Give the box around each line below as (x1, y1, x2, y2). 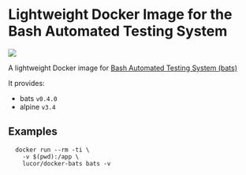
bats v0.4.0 (19, 93, 58, 103)
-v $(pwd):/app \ (22, 152, 80, 161)
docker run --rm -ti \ (15, 146, 90, 154)
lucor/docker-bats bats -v (22, 159, 111, 167)
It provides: (8, 78, 45, 87)
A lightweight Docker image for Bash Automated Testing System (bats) (8, 63, 238, 73)
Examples (8, 125, 58, 139)
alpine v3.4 (19, 102, 57, 111)
